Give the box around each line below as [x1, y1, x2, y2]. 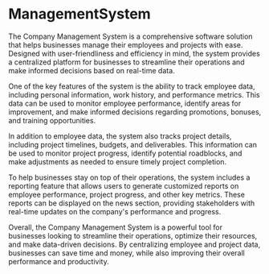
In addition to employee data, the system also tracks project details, [8, 131, 232, 141]
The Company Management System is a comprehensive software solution [8, 31, 253, 41]
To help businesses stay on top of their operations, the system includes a [8, 172, 251, 182]
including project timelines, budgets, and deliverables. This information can [8, 139, 257, 149]
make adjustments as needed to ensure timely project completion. [8, 156, 227, 166]
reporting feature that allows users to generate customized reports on [8, 181, 239, 190]
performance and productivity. [8, 256, 110, 266]
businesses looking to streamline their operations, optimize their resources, [8, 230, 258, 240]
